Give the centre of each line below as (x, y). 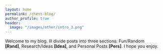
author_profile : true (27, 18)
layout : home (18, 9)
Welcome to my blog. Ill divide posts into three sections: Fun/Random (75, 41)
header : (13, 23)
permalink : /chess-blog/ (30, 14)
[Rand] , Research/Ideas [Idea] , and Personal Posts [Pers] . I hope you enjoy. (82, 46)
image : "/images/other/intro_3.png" (47, 27)
